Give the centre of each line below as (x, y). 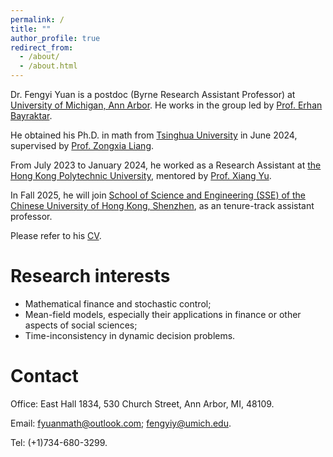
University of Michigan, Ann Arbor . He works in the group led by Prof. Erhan (166, 105)
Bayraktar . (31, 115)
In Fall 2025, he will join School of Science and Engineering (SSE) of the (158, 195)
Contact (44, 376)
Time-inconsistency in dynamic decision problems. (130, 335)
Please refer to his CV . (56, 235)
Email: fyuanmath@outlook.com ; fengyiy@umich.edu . (121, 423)
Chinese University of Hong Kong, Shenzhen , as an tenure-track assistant (162, 205)
